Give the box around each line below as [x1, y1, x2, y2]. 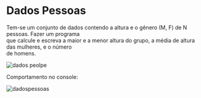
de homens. [6, 49, 37, 57]
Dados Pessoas [6, 4, 86, 18]
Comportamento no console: [6, 73, 78, 80]
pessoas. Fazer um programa [6, 30, 80, 37]
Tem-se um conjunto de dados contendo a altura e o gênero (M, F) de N [6, 24, 188, 31]
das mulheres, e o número [6, 43, 72, 51]
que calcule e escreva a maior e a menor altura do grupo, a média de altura [6, 37, 195, 44]
